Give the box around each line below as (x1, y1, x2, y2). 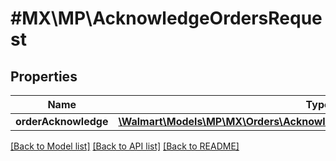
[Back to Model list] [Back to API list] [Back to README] (10, 140, 240, 152)
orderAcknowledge (15, 115, 109, 128)
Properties (10, 68, 78, 85)
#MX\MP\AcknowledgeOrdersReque (10, 7, 323, 30)
